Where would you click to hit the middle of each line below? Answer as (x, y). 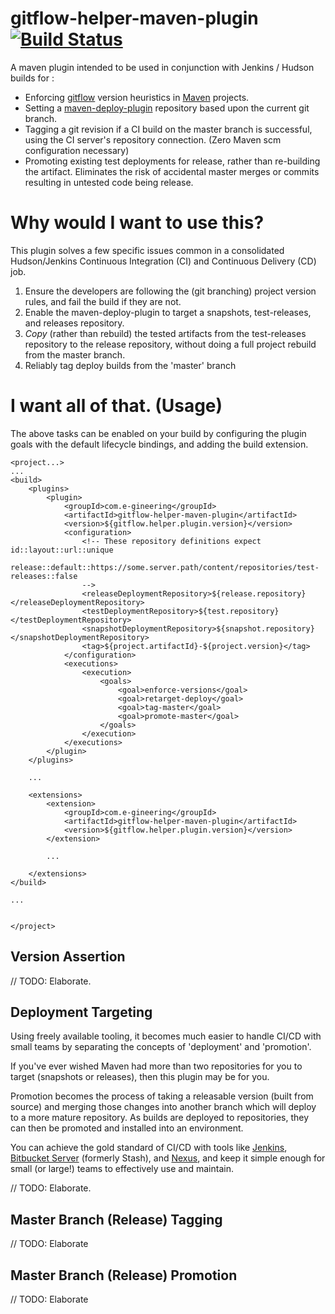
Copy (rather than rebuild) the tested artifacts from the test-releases (165, 333)
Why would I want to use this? (137, 223)
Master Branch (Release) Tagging (116, 1219)
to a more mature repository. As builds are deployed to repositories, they (160, 1118)
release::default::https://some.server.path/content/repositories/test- (165, 567)
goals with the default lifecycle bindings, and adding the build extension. (159, 444)
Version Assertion (68, 957)
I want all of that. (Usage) (116, 406)
